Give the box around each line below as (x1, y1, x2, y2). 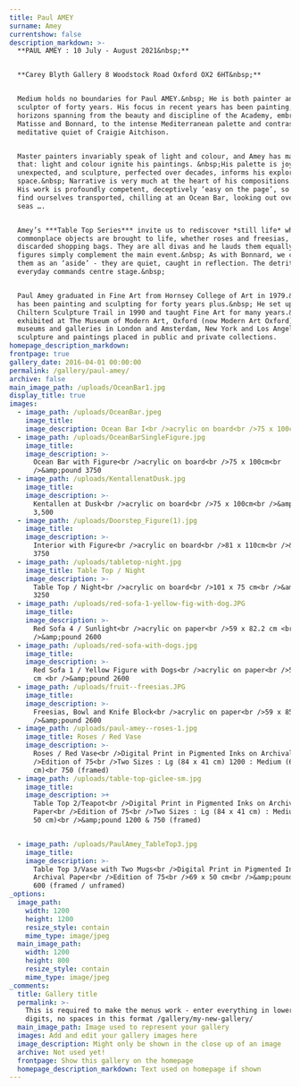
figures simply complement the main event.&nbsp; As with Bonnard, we (17, 251, 286, 260)
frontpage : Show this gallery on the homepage (17, 1056, 194, 1066)
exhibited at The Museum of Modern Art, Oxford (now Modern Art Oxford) (17, 316, 294, 325)
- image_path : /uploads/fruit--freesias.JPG (17, 682, 186, 691)
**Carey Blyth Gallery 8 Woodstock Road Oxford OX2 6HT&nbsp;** (17, 71, 262, 80)
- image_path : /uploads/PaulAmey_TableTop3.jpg (17, 839, 198, 849)
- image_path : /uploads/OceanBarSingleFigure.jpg (17, 432, 205, 441)
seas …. (17, 201, 46, 210)
